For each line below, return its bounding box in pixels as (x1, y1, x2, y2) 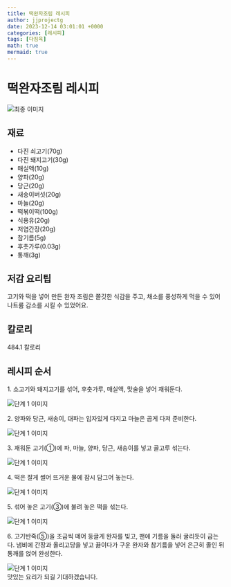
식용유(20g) (17, 216, 50, 224)
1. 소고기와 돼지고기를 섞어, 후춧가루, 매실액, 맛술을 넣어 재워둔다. (7, 385, 183, 393)
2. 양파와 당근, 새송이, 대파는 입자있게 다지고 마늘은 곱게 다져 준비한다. (7, 415, 197, 423)
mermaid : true (7, 49, 48, 56)
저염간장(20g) (17, 224, 56, 233)
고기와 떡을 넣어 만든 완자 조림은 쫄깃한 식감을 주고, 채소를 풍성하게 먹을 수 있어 (7, 292, 221, 301)
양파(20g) (17, 172, 45, 181)
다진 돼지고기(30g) (17, 155, 69, 163)
